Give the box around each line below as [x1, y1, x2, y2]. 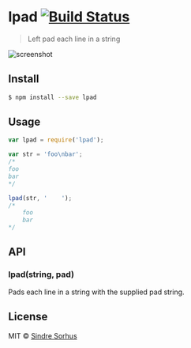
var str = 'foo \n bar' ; [8, 150, 83, 158]
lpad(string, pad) [8, 269, 75, 280]
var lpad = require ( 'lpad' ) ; [8, 136, 104, 144]
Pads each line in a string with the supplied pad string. [8, 287, 185, 297]
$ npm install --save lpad [8, 93, 97, 101]
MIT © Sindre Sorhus [8, 331, 77, 340]
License [8, 310, 48, 323]
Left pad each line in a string [27, 34, 121, 43]
